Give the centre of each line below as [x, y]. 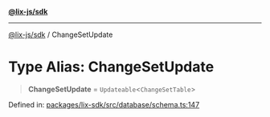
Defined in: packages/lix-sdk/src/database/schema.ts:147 [104, 104]
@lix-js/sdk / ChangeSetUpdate [61, 34]
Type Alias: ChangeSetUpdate [111, 67]
